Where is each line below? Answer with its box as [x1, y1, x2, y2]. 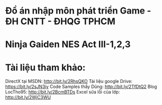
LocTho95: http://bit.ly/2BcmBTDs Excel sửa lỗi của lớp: [5, 89, 120, 95]
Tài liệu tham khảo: [5, 62, 86, 73]
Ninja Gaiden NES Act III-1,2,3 [5, 39, 131, 50]
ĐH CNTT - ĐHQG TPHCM [5, 16, 115, 27]
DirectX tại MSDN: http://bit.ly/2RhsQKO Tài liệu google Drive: [5, 78, 133, 84]
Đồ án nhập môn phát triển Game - [5, 5, 151, 17]
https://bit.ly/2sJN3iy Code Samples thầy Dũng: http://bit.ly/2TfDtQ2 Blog [5, 83, 157, 90]
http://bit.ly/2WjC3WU [5, 94, 51, 100]
